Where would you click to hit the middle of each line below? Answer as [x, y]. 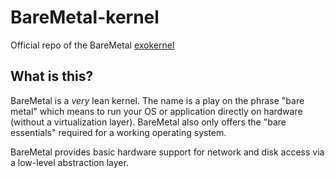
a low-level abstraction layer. [69, 162]
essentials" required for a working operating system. [118, 132]
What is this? [52, 76]
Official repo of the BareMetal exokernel [92, 45]
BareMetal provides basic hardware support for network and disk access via [167, 152]
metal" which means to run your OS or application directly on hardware [156, 111]
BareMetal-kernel [85, 17]
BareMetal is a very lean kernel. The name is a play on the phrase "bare [157, 100]
